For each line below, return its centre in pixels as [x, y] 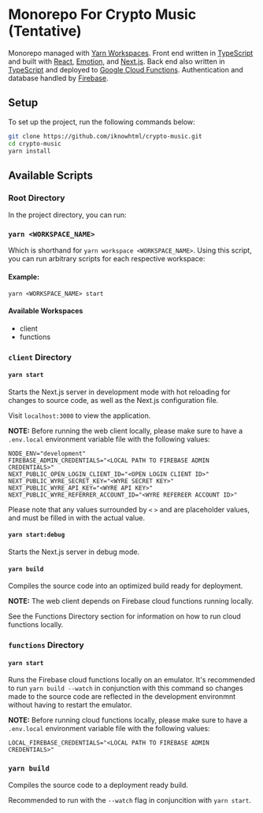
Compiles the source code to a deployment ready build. [98, 785]
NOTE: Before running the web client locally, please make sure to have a [126, 431]
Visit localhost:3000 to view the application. [80, 416]
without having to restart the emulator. [70, 705]
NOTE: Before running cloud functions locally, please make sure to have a [128, 720]
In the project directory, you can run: [67, 215]
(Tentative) [45, 31]
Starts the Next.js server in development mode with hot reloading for [119, 392]
